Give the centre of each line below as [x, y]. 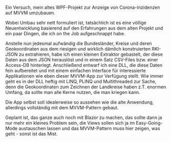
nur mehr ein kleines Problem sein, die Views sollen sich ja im [70, 123]
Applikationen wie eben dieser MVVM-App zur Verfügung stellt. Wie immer [84, 76]
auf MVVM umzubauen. [30, 13]
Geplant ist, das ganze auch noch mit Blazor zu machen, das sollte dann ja [84, 117]
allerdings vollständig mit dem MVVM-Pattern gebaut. [62, 108]
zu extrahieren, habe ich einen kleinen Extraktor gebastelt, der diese [91, 54]
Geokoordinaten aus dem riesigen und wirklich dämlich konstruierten [78, 49]
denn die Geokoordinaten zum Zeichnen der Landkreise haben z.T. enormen [86, 87]
